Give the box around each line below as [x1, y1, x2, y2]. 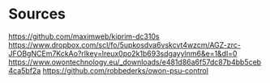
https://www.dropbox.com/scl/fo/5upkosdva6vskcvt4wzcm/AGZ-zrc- [8, 39, 242, 49]
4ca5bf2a [8, 65, 41, 75]
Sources [8, 5, 66, 23]
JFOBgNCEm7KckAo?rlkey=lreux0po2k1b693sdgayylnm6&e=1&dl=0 [8, 48, 238, 58]
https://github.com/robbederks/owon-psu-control [42, 65, 209, 75]
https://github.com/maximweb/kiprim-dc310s [8, 31, 160, 41]
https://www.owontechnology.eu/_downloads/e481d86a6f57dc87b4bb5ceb [8, 57, 262, 67]
